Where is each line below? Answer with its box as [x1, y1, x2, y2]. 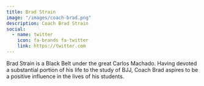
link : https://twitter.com [17, 43, 86, 49]
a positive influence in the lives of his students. [6, 73, 125, 80]
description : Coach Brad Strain [6, 20, 89, 26]
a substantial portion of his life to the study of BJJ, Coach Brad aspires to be [6, 66, 199, 73]
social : [6, 26, 26, 32]
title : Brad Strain [6, 9, 56, 15]
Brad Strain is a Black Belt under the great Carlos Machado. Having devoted [6, 59, 197, 67]
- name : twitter [12, 32, 53, 38]
